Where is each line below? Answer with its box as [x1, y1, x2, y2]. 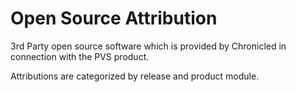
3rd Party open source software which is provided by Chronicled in [10, 40, 287, 52]
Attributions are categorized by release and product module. [10, 70, 260, 82]
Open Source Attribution [10, 7, 218, 30]
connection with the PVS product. [10, 50, 150, 62]
